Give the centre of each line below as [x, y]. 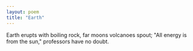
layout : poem [23, 12]
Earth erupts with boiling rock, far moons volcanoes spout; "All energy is [96, 35]
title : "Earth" [25, 18]
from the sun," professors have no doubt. [58, 41]
